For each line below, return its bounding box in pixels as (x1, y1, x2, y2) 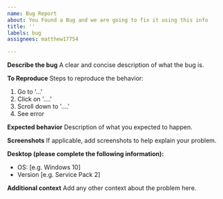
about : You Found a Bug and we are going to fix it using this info (7, 17, 209, 23)
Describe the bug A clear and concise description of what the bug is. (7, 61, 204, 69)
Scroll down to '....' (17, 102, 70, 111)
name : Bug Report (7, 10, 57, 17)
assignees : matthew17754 (7, 36, 79, 43)
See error (17, 110, 45, 118)
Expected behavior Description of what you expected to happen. (7, 123, 193, 131)
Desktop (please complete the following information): (7, 150, 164, 158)
